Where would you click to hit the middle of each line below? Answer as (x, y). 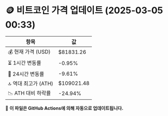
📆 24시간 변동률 (26, 74)
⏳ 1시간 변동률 (25, 63)
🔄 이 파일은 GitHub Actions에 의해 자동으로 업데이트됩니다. (64, 108)
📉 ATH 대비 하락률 (29, 93)
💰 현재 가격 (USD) (29, 51)
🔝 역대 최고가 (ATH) (31, 83)
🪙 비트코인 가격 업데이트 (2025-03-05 (84, 10)
